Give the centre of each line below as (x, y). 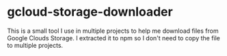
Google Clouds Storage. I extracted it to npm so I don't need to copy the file (114, 38)
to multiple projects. (35, 45)
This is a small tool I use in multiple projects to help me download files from (113, 31)
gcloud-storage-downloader (90, 12)
